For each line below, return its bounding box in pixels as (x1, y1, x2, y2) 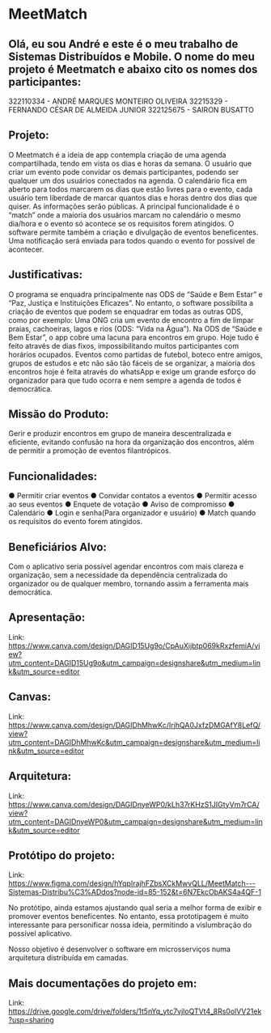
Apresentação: (8, 611, 86, 624)
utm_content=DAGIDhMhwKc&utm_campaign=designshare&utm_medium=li (8, 737, 260, 747)
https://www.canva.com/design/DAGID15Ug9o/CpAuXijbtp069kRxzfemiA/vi (8, 641, 260, 650)
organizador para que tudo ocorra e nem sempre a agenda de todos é (8, 375, 242, 385)
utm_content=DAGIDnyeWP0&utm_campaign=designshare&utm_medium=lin (8, 816, 263, 826)
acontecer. (8, 244, 44, 254)
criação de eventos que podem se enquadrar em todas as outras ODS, (8, 307, 243, 316)
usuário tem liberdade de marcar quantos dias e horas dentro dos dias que (8, 193, 257, 202)
